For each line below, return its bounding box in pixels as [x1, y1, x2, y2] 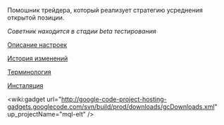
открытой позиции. [7, 13, 65, 22]
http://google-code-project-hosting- [61, 95, 167, 103]
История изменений [7, 54, 68, 63]
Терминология [7, 68, 51, 76]
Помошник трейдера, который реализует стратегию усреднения [7, 6, 203, 14]
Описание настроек [7, 41, 68, 48]
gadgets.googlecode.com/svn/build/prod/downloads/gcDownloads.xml [7, 103, 215, 111]
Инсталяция [7, 81, 44, 90]
